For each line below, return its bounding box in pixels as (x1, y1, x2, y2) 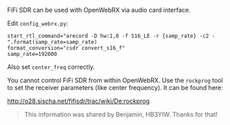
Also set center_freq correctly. (7, 63, 95, 71)
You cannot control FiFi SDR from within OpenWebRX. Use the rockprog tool (7, 76, 223, 84)
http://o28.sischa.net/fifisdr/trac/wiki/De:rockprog (7, 97, 150, 105)
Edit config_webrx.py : (7, 19, 69, 27)
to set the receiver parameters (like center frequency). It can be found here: (7, 84, 224, 92)
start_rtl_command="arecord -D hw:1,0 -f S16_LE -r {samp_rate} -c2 (7, 32, 209, 39)
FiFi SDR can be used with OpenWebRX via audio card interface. (7, 6, 191, 14)
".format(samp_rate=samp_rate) (7, 39, 98, 46)
